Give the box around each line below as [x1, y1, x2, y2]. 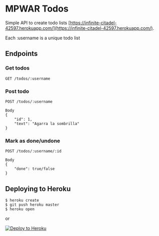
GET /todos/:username [5, 76, 51, 81]
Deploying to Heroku [5, 185, 71, 193]
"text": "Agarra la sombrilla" [14, 121, 80, 126]
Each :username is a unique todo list [5, 35, 80, 41]
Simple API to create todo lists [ [5, 20, 70, 26]
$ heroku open [5, 207, 35, 212]
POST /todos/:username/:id [5, 149, 62, 154]
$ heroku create [5, 198, 39, 203]
